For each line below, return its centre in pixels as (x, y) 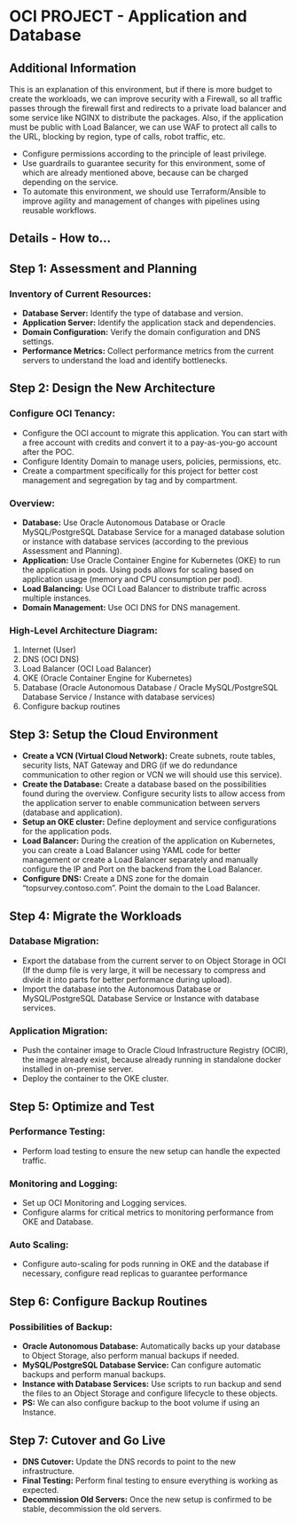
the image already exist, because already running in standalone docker (152, 1060)
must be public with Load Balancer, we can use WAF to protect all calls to (143, 127)
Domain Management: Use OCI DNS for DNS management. (131, 608)
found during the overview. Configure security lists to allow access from (153, 793)
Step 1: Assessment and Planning (103, 268)
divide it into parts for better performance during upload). (127, 979)
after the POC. (48, 451)
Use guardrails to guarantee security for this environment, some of (144, 163)
